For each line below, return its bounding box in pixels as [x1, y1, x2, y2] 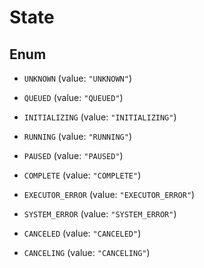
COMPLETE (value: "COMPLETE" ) [23, 169, 142, 181]
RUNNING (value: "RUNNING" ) [23, 131, 132, 142]
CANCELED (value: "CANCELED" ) [23, 227, 142, 239]
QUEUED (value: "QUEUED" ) [23, 92, 124, 103]
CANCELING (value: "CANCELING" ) [23, 247, 151, 258]
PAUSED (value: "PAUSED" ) [23, 150, 124, 161]
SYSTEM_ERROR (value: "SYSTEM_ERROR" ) [23, 208, 177, 220]
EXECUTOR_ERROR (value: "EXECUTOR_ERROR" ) [23, 189, 196, 200]
